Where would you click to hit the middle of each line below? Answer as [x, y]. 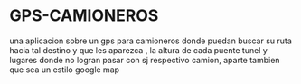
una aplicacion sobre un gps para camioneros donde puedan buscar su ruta [150, 41]
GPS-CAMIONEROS [84, 16]
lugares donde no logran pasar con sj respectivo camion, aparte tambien [145, 60]
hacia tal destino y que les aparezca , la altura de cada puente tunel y [139, 50]
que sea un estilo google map [65, 70]
